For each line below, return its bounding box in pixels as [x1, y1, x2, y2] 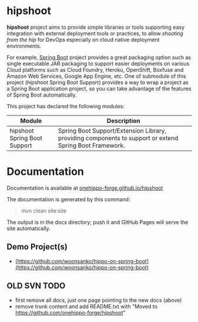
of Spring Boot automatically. [6, 91, 77, 98]
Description [106, 117, 140, 125]
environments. [6, 42, 42, 49]
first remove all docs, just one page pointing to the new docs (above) [15, 296, 182, 304]
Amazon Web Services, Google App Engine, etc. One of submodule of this [6, 72, 186, 79]
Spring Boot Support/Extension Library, [58, 127, 167, 135]
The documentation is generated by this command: [6, 195, 130, 203]
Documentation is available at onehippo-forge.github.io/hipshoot [6, 184, 163, 191]
